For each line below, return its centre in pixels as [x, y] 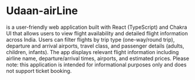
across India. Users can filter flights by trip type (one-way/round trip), [90, 39]
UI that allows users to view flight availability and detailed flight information [97, 33]
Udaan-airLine [42, 11]
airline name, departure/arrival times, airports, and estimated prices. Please [98, 58]
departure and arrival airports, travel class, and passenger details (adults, [95, 46]
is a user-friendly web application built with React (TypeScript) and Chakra [97, 27]
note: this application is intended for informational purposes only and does [96, 64]
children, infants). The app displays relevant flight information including [92, 52]
